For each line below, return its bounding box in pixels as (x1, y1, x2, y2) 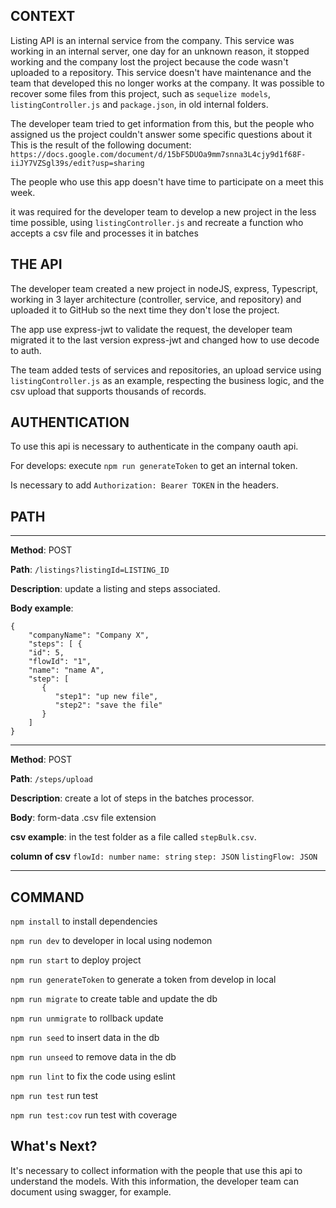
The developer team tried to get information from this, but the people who (10, 117, 315, 129)
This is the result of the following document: (10, 139, 192, 151)
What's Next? (10, 1138, 98, 1155)
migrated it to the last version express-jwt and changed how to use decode (10, 334, 320, 346)
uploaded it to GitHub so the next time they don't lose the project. (10, 304, 280, 316)
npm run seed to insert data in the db (10, 1032, 160, 1044)
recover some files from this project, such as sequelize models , (10, 87, 272, 99)
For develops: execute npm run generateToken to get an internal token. (10, 460, 298, 472)
